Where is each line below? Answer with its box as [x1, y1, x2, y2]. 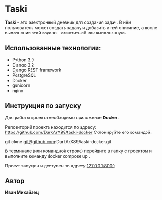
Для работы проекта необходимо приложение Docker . [5, 115, 119, 120]
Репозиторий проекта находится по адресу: [5, 124, 96, 130]
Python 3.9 [12, 57, 34, 63]
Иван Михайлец [5, 189, 39, 195]
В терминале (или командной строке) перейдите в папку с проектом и [5, 148, 152, 154]
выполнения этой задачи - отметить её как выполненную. [5, 30, 126, 35]
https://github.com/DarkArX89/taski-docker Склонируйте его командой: [5, 129, 152, 135]
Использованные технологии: [5, 44, 101, 52]
